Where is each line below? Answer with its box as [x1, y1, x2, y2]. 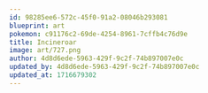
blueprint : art [9, 21, 65, 30]
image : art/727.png [9, 46, 81, 55]
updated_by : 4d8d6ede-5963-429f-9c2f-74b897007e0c [9, 63, 200, 72]
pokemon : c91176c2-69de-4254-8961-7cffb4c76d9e [9, 29, 189, 38]
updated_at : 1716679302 [9, 71, 97, 80]
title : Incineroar [9, 37, 77, 47]
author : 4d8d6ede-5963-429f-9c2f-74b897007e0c [9, 54, 184, 63]
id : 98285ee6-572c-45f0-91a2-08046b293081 [9, 12, 168, 22]
